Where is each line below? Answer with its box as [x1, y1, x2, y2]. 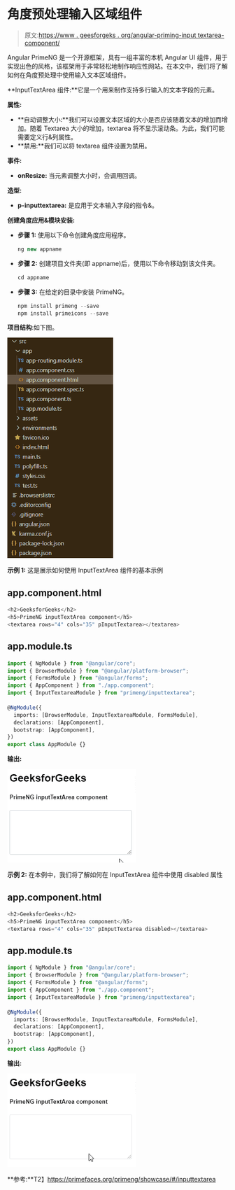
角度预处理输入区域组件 [7, 6, 143, 22]
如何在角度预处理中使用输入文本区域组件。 [7, 71, 130, 79]
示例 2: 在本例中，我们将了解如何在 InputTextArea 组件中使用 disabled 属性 [7, 871, 223, 879]
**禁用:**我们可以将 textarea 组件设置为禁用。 [17, 141, 151, 150]
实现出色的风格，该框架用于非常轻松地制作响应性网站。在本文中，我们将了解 [7, 62, 228, 70]
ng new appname [17, 246, 62, 253]
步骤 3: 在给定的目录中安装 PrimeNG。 [17, 288, 128, 296]
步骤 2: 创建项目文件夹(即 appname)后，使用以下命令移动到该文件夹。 [17, 259, 220, 267]
